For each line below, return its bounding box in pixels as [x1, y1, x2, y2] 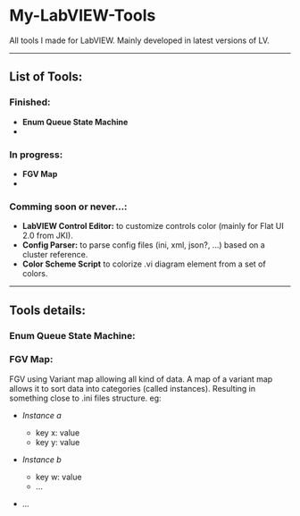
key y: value [35, 436, 80, 447]
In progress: [9, 148, 63, 161]
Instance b [21, 453, 62, 465]
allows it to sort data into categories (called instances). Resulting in [9, 383, 256, 393]
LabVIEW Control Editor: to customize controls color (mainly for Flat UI [21, 221, 284, 232]
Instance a [21, 410, 62, 420]
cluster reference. [21, 250, 88, 260]
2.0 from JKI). [21, 230, 73, 241]
